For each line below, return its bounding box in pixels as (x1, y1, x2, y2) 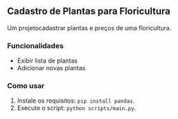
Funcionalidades (7, 41, 64, 50)
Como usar (7, 81, 45, 91)
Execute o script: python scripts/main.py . (16, 104, 136, 112)
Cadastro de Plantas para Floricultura (7, 6, 170, 17)
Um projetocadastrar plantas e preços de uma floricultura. (7, 23, 172, 32)
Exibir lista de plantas (16, 56, 78, 65)
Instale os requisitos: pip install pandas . (16, 96, 135, 105)
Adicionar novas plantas (16, 64, 86, 72)
